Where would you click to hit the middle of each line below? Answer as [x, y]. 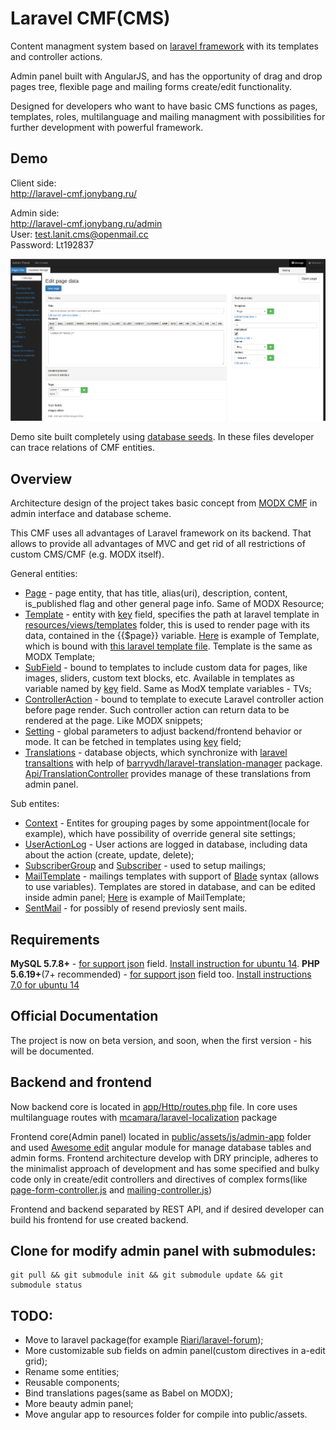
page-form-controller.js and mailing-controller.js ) [111, 1189]
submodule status [46, 1285]
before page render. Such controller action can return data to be [157, 710]
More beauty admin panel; [79, 1404]
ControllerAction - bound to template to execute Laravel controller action [174, 699]
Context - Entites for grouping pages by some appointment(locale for [167, 823]
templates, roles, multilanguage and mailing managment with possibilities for [168, 116]
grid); [36, 1361]
